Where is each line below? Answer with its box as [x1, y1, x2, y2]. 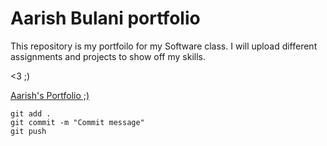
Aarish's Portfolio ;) [10, 89, 90, 101]
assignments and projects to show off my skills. [10, 50, 206, 62]
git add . [10, 108, 52, 119]
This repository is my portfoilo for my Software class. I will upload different [10, 40, 318, 52]
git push [10, 126, 47, 136]
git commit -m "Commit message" [10, 117, 145, 127]
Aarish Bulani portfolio [10, 7, 201, 30]
